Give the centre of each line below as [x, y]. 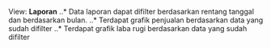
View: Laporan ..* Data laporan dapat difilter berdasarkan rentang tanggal [131, 12]
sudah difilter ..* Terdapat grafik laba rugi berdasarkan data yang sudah [128, 28]
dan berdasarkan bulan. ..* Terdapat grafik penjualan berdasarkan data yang [136, 20]
